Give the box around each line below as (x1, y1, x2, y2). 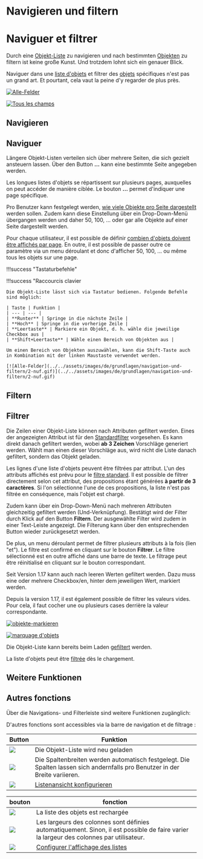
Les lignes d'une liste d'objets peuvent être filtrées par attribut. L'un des (6, 465, 185, 472)
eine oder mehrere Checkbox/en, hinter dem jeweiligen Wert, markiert (6, 577, 181, 584)
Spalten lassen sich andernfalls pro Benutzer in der (34, 763, 180, 771)
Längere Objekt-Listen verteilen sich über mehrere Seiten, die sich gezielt (6, 154, 190, 162)
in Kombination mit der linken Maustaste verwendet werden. (6, 353, 161, 359)
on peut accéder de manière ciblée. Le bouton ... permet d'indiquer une (6, 185, 185, 193)
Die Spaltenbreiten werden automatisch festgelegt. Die (34, 755, 190, 764)
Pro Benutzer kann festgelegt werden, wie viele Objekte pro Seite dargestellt (6, 204, 196, 211)
